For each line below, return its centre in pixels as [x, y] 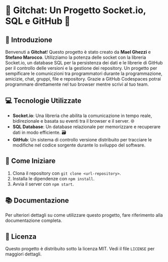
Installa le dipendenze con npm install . [53, 178]
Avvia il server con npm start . [43, 184]
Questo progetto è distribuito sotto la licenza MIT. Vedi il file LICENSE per [80, 249]
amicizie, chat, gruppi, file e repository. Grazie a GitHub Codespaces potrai [83, 79]
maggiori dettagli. [23, 254]
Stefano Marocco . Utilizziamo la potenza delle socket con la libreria [76, 57]
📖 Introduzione [29, 40]
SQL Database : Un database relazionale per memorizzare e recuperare [87, 127]
